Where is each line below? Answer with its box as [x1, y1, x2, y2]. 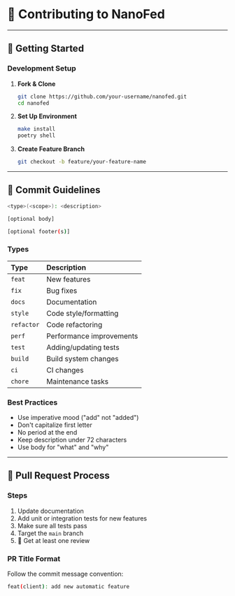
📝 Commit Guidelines [7, 184, 101, 196]
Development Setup [7, 64, 76, 73]
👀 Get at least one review [17, 536, 90, 544]
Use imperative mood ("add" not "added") [17, 414, 139, 422]
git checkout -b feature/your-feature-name [17, 159, 147, 166]
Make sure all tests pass [17, 521, 87, 530]
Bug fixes [46, 286, 78, 296]
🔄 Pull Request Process [7, 470, 110, 481]
